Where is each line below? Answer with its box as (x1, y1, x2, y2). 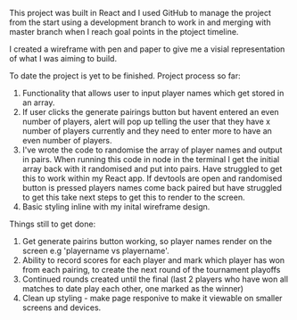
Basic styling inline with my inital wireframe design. (21, 201, 210, 212)
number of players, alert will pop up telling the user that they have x (21, 116, 270, 127)
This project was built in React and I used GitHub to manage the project (9, 8, 272, 18)
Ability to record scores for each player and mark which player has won (21, 255, 285, 266)
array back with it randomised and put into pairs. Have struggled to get (21, 164, 283, 174)
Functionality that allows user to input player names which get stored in (21, 88, 285, 98)
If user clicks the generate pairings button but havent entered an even (21, 107, 279, 117)
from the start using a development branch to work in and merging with (9, 17, 271, 28)
